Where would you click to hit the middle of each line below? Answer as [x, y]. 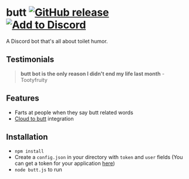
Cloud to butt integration [44, 118]
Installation [27, 137]
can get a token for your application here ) [65, 163]
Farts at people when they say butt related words [74, 112]
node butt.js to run [38, 170]
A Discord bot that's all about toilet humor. [57, 41]
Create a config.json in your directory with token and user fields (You [99, 157]
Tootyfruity [34, 80]
